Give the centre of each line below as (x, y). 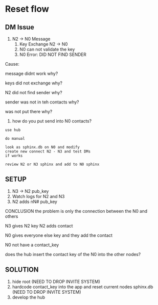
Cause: (12, 64)
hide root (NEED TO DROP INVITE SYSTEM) (56, 281)
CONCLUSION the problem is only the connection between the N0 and (76, 211)
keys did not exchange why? (34, 83)
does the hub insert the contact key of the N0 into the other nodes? (73, 254)
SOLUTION (22, 270)
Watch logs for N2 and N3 (38, 196)
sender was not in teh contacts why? (42, 102)
